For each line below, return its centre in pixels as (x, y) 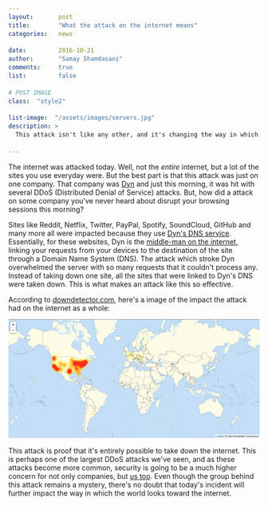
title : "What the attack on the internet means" (103, 25)
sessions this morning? (46, 209)
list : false (43, 76)
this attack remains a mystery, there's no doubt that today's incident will (126, 485)
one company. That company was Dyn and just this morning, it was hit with (132, 184)
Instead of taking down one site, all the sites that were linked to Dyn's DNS (131, 275)
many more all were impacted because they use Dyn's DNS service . (120, 233)
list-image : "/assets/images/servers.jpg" (82, 118)
